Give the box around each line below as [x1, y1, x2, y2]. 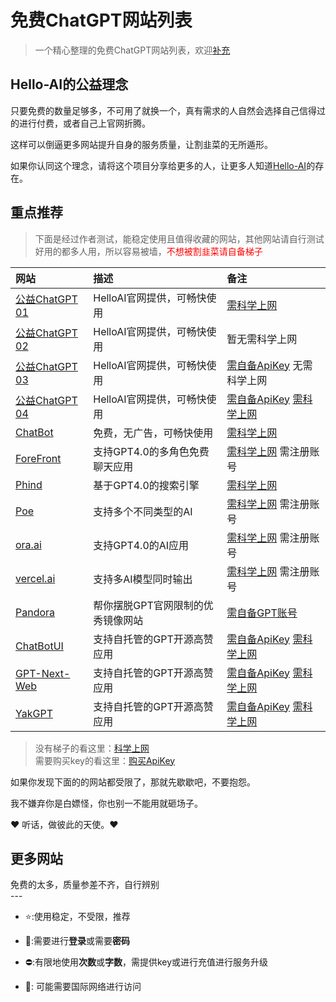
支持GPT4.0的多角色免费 [93, 444, 210, 458]
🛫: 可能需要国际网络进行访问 [24, 981, 142, 993]
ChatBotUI [15, 639, 64, 653]
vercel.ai [15, 571, 56, 585]
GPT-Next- [15, 666, 71, 680]
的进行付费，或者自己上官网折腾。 [10, 117, 151, 129]
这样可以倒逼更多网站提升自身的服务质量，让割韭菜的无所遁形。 [10, 138, 273, 150]
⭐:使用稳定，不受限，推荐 [24, 911, 131, 923]
